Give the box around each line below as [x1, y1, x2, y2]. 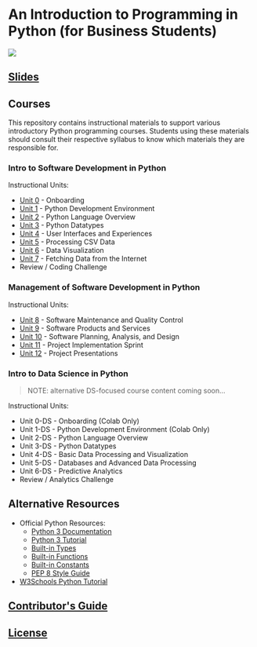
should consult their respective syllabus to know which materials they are [8, 135, 245, 144]
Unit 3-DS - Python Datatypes [19, 441, 117, 451]
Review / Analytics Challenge [19, 475, 114, 484]
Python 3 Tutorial [31, 535, 87, 544]
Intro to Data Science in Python [8, 367, 129, 378]
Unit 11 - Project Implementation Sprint [19, 340, 143, 349]
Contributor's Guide [8, 599, 108, 613]
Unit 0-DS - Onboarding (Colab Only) [19, 416, 139, 426]
